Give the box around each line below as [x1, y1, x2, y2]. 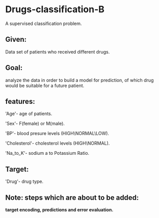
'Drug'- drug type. [5, 178, 44, 184]
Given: [5, 35, 27, 44]
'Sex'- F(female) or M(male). [5, 121, 65, 127]
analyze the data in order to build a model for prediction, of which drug [5, 77, 154, 83]
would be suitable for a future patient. [5, 83, 85, 89]
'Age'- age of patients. [5, 111, 52, 117]
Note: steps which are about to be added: [5, 193, 139, 202]
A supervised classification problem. [5, 20, 82, 26]
